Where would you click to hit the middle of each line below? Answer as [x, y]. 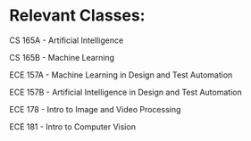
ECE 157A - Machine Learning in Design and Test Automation [121, 75]
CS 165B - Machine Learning [62, 57]
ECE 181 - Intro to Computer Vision [73, 127]
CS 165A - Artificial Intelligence [67, 40]
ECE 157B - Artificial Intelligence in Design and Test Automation [126, 92]
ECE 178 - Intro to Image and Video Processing [95, 109]
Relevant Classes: [77, 16]
